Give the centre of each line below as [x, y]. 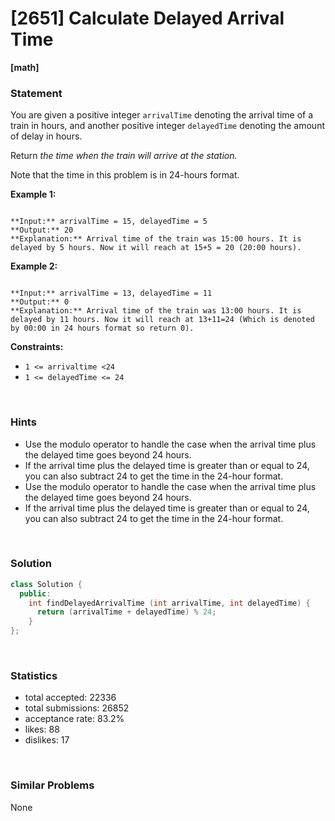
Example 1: [33, 194]
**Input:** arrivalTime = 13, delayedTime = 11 [111, 293]
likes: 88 [42, 729]
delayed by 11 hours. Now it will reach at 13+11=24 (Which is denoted [162, 320]
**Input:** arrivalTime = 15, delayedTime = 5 [109, 222]
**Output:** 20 [42, 230]
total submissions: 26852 [77, 708]
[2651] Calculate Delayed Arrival [147, 18]
